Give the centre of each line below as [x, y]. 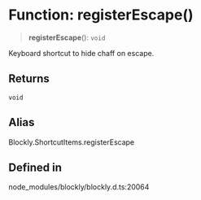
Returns [29, 79]
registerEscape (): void [67, 37]
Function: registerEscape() [101, 15]
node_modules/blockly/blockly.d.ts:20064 [79, 187]
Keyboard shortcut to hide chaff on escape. [81, 53]
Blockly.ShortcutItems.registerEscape [72, 142]
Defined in [35, 167]
